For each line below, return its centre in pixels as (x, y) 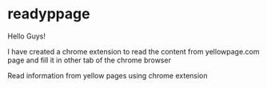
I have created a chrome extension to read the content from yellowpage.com (133, 51)
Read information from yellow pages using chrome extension (108, 75)
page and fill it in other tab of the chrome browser (89, 60)
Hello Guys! (26, 36)
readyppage (49, 14)
